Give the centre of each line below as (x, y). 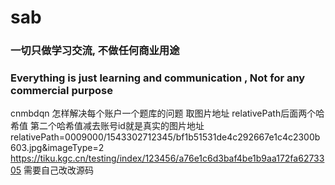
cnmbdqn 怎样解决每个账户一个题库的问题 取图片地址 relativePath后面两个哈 (167, 113)
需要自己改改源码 (59, 170)
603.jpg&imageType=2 (57, 148)
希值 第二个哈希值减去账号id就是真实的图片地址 (107, 126)
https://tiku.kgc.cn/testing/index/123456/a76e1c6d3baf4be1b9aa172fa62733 (167, 158)
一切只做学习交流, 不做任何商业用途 (95, 51)
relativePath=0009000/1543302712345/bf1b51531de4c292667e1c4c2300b (165, 137)
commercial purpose (61, 91)
